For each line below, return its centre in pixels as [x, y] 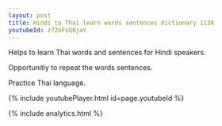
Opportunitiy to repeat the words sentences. [80, 68]
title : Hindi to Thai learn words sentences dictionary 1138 [111, 23]
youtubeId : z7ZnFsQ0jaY [48, 30]
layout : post [30, 15]
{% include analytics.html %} [55, 113]
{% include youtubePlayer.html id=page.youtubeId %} [96, 98]
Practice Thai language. [47, 83]
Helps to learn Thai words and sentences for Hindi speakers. [107, 53]
